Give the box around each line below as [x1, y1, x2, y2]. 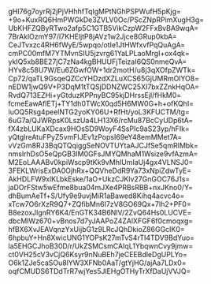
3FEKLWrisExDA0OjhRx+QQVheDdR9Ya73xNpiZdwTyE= [8, 166, 191, 175]
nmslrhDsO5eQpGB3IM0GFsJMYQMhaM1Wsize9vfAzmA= [8, 149, 198, 159]
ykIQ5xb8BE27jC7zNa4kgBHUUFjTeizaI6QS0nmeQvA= [8, 57, 187, 66]
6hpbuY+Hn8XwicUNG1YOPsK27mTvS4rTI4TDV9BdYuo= [8, 233, 195, 242]
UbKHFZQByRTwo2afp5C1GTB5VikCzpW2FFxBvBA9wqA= [8, 24, 199, 32]
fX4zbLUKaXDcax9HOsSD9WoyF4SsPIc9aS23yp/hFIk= [8, 124, 191, 133]
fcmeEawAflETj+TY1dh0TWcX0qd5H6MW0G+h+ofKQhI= [8, 99, 194, 108]
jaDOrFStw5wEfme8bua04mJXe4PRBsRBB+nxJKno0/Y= [8, 183, 194, 192]
